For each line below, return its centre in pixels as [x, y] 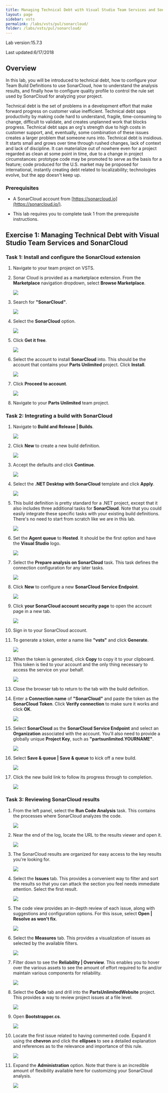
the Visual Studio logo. [37, 543]
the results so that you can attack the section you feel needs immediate [86, 884]
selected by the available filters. [46, 943]
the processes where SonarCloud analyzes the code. [67, 816]
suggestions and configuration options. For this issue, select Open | [83, 913]
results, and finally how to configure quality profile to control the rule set [80, 91]
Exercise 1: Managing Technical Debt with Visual [83, 235]
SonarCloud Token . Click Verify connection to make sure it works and [85, 704]
